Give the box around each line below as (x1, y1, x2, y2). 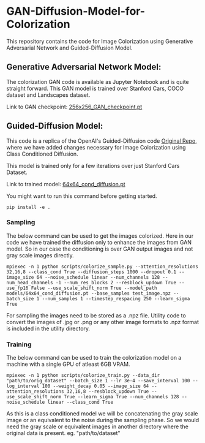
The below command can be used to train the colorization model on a (6, 354, 182, 362)
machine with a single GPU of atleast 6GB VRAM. (6, 360, 130, 368)
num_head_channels (6, 279, 53, 286)
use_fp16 (6, 285, 29, 291)
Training (6, 340, 32, 349)
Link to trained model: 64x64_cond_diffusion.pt (6, 180, 125, 187)
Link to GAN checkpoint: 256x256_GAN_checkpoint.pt (6, 103, 143, 110)
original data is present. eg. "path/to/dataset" (6, 430, 121, 437)
